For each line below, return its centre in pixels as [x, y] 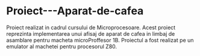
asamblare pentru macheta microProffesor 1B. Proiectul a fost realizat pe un [100, 40]
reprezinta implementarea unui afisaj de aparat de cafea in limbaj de [91, 33]
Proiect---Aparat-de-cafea [75, 11]
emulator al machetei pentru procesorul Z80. [62, 46]
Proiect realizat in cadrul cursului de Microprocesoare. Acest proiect [91, 27]
